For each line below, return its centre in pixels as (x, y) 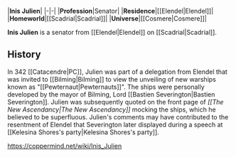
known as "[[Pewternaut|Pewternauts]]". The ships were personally (106, 87)
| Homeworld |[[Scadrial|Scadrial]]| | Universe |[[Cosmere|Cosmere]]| (107, 18)
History (24, 54)
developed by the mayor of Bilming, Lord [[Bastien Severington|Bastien (111, 94)
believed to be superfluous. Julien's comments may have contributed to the (118, 117)
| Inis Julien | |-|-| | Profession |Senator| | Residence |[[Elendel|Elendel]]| (111, 11)
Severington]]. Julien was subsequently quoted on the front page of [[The (116, 102)
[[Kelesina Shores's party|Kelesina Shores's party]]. (84, 132)
